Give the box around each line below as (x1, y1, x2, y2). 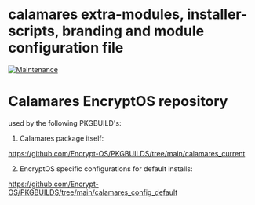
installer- (187, 5, 248, 24)
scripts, (8, 22, 60, 40)
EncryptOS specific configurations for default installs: (19, 163, 193, 174)
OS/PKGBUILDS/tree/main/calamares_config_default (8, 187, 178, 197)
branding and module (61, 22, 205, 40)
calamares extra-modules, (8, 5, 184, 24)
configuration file (8, 39, 124, 57)
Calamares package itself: (19, 134, 104, 143)
